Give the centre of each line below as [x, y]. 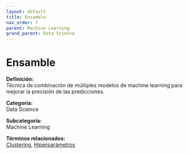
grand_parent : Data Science [41, 34]
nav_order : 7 [22, 22]
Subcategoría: [24, 121]
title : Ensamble [26, 17]
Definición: [20, 79]
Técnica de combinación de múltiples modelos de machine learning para [94, 86]
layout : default [26, 12]
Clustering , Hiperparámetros [41, 145]
